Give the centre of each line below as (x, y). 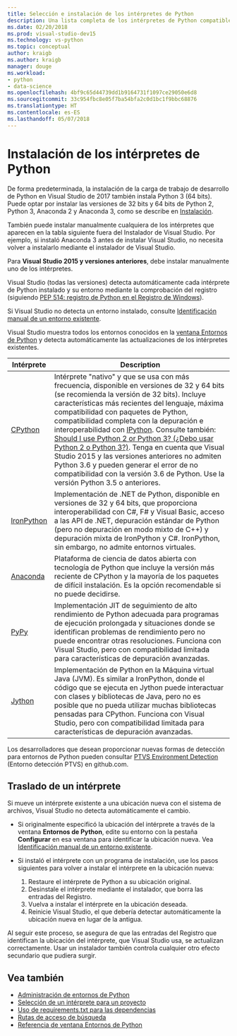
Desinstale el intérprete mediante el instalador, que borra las (115, 889)
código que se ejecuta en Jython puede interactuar (139, 688)
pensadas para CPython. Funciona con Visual (129, 714)
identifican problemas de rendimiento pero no (130, 632)
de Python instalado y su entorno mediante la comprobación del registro (112, 290)
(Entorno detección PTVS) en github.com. (68, 764)
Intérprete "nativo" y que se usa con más (122, 377)
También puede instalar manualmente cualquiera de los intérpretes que (111, 225)
